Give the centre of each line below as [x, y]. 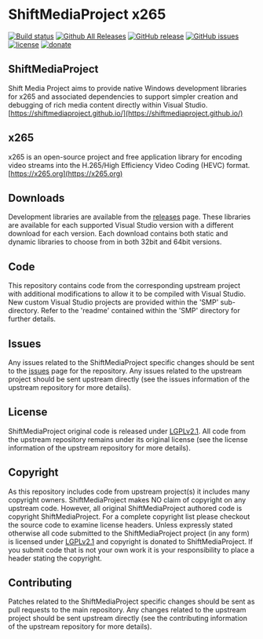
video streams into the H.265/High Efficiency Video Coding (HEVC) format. [129, 165]
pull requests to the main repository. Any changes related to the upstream [127, 610]
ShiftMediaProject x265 [87, 15]
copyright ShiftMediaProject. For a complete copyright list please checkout [129, 517]
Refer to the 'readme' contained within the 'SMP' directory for [141, 311]
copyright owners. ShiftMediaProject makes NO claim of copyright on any [127, 499]
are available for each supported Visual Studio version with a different [121, 225]
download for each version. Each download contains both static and [118, 234]
